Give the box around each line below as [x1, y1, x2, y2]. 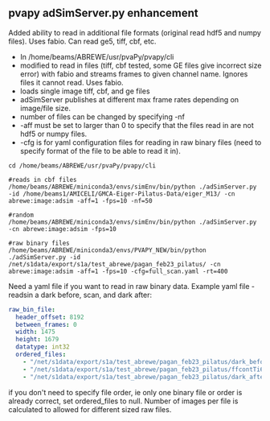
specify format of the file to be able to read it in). [19, 146, 181, 155]
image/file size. [19, 103, 71, 113]
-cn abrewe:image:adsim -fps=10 [8, 225, 117, 233]
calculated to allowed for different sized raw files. [8, 404, 172, 414]
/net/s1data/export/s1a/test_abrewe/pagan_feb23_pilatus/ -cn [8, 260, 221, 268]
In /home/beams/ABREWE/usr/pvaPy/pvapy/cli [19, 52, 174, 61]
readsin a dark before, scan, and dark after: [8, 290, 153, 299]
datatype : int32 [15, 343, 70, 351]
